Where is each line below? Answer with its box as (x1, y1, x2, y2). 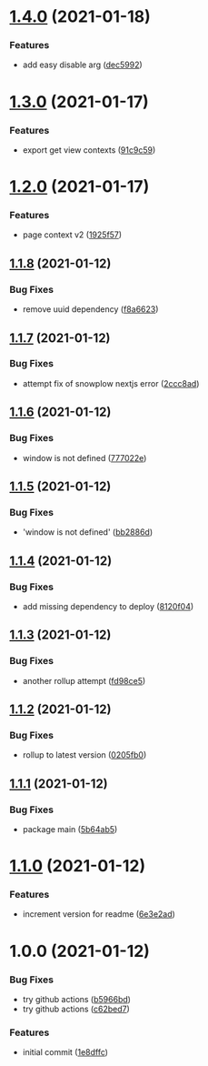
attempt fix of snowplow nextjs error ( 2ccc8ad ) (22, 377, 200, 388)
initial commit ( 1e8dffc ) (22, 1047, 109, 1058)
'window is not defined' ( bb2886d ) (22, 527, 154, 538)
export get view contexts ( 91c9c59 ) (22, 144, 156, 156)
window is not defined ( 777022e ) (22, 452, 147, 463)
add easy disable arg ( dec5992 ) (22, 59, 143, 70)
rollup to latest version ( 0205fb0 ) (22, 749, 147, 760)
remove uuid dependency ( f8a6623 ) (22, 304, 159, 315)
